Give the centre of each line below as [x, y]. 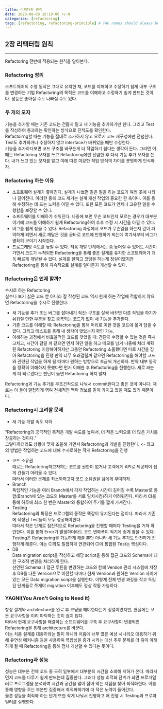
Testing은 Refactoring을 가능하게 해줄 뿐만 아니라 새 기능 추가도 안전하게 [81, 538]
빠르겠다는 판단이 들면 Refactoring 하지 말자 [65, 374]
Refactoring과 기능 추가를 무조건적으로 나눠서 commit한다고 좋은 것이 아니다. [78, 384]
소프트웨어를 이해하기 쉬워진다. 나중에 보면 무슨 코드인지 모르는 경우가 [78, 216]
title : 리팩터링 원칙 [24, 9]
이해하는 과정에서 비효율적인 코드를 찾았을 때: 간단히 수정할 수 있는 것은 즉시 [84, 337]
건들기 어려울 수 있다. [37, 473]
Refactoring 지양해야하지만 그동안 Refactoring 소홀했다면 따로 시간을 [83, 349]
